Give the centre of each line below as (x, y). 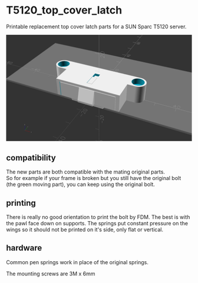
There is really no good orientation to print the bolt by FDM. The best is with (98, 217)
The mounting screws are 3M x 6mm (51, 274)
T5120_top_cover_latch (64, 10)
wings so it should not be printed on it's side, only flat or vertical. (85, 229)
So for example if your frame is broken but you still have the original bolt (94, 178)
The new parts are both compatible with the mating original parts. (85, 172)
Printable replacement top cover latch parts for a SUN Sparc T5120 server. (96, 26)
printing (21, 203)
